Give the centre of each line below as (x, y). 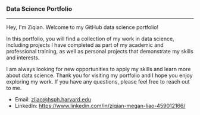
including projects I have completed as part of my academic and (85, 45)
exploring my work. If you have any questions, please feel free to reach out (98, 82)
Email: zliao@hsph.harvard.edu (53, 100)
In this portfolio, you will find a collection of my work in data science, (90, 39)
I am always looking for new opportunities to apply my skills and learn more (99, 69)
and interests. (23, 57)
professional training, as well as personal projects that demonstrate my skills (100, 52)
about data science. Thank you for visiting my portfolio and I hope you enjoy (99, 75)
